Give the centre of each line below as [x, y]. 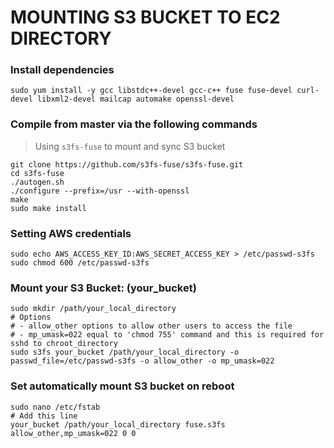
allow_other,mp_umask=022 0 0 [73, 433]
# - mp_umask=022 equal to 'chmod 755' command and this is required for [167, 335]
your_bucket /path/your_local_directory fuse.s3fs [118, 424]
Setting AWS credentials [71, 233]
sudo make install [48, 208]
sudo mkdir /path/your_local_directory [93, 309]
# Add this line [44, 416]
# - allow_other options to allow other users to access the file [151, 326]
